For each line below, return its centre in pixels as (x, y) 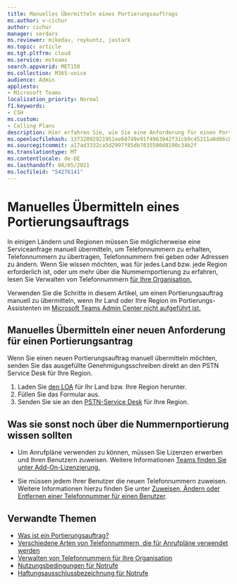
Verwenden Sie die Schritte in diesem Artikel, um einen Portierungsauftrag (115, 293)
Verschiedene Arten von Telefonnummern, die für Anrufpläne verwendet (123, 543)
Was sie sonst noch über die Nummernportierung (118, 424)
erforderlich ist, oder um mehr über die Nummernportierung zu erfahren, (113, 271)
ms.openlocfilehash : (38, 139)
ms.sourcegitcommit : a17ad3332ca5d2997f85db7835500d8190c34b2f (102, 146)
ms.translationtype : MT (42, 152)
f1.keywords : (26, 106)
